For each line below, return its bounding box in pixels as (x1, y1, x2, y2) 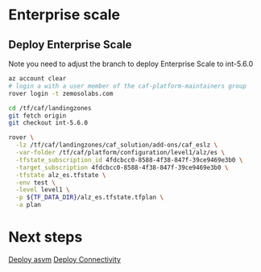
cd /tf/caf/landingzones (8, 104, 92, 112)
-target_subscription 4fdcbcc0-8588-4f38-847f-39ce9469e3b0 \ (15, 163, 229, 171)
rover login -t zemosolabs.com (8, 89, 114, 97)
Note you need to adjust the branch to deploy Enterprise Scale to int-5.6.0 (8, 59, 254, 68)
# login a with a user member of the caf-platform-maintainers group (8, 82, 247, 90)
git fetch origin (8, 111, 67, 120)
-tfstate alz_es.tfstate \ (15, 171, 106, 179)
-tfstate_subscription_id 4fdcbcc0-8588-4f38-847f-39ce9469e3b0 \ (15, 155, 243, 164)
